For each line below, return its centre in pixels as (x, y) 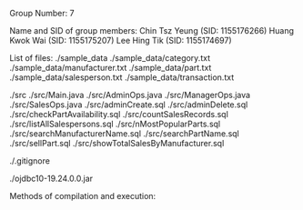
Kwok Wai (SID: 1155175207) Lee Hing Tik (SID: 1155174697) (121, 40)
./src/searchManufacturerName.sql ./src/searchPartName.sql (124, 134)
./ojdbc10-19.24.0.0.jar (51, 178)
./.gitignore (30, 161)
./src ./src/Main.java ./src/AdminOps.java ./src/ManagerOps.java (130, 95)
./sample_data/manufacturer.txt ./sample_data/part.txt (111, 68)
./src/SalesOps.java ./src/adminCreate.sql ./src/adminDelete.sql (129, 105)
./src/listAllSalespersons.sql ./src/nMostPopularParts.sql (115, 124)
